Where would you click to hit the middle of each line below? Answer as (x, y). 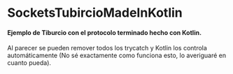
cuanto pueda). (29, 63)
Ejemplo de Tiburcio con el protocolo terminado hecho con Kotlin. (104, 32)
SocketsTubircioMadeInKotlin (95, 13)
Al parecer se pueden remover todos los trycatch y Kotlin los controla (107, 48)
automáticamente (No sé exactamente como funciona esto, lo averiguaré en (117, 55)
